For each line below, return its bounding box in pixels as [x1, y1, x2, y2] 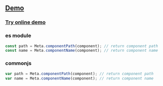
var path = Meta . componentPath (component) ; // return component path [5, 71, 154, 76]
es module [5, 32, 32, 39]
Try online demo [5, 19, 46, 26]
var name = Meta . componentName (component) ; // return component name [5, 76, 154, 81]
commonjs [5, 60, 32, 67]
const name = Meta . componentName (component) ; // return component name [5, 48, 158, 53]
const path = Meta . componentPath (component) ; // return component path [5, 43, 158, 49]
